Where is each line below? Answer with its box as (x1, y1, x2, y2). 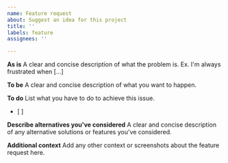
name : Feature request (7, 10, 72, 17)
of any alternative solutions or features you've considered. (7, 128, 173, 136)
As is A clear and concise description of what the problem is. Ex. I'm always (7, 60, 221, 68)
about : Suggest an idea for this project (7, 16, 127, 23)
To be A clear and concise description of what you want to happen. (7, 81, 197, 89)
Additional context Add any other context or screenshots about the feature (7, 141, 220, 149)
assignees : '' (7, 36, 48, 42)
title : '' (7, 23, 36, 29)
